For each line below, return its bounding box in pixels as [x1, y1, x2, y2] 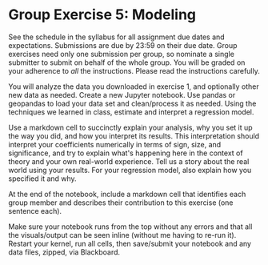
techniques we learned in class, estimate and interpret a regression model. [8, 106, 254, 117]
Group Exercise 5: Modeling [8, 6, 197, 24]
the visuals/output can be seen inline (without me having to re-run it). [8, 230, 237, 239]
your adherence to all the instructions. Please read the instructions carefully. [8, 66, 260, 75]
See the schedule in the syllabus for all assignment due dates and [8, 32, 226, 42]
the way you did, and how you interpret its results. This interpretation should [8, 130, 260, 141]
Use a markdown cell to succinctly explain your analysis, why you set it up [8, 122, 254, 132]
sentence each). [8, 206, 62, 215]
